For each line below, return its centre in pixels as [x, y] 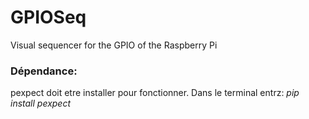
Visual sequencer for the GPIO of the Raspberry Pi [114, 45]
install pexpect [41, 103]
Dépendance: [44, 71]
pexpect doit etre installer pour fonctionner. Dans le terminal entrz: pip [155, 93]
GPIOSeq [48, 17]
